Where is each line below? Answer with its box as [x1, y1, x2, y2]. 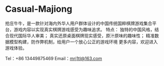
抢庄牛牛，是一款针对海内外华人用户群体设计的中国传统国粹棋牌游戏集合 [5, 20, 152, 26]
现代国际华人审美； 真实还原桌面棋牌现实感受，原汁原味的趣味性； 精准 [9, 33, 155, 38]
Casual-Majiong [5, 3, 73, 15]
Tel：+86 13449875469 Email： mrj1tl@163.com [5, 55, 102, 61]
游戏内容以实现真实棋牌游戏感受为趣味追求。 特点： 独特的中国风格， [13, 26, 155, 33]
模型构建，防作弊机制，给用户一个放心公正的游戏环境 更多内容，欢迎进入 [9, 38, 158, 45]
